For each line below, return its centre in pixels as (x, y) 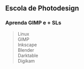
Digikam (26, 61)
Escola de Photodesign (42, 8)
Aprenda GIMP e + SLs (33, 23)
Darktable (28, 55)
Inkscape (27, 45)
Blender (26, 50)
